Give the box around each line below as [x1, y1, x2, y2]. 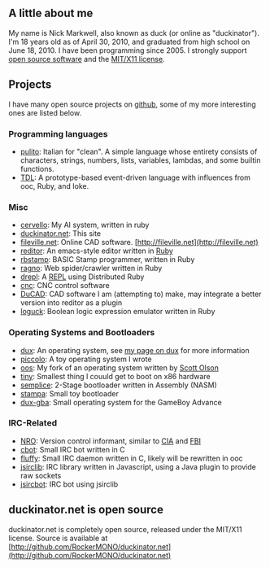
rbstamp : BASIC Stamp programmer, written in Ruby [20, 255, 195, 264]
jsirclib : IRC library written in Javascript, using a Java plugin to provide [20, 461, 256, 471]
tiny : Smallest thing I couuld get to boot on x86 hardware [20, 371, 211, 381]
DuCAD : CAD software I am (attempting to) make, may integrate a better [20, 289, 262, 299]
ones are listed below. [8, 107, 82, 117]
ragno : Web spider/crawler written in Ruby [20, 264, 163, 273]
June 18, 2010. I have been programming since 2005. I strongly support [8, 45, 247, 55]
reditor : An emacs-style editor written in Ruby [20, 246, 173, 256]
